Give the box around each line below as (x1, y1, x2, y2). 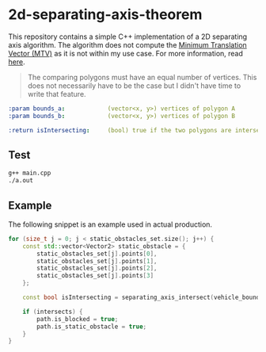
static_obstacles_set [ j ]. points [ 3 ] (36, 272, 154, 280)
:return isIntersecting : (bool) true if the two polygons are (8, 126, 232, 134)
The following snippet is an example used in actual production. (8, 220, 212, 229)
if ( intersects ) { (22, 308, 83, 316)
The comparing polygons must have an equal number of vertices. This (27, 72, 257, 82)
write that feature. (27, 89, 86, 98)
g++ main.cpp (8, 169, 51, 178)
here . (8, 57, 25, 67)
